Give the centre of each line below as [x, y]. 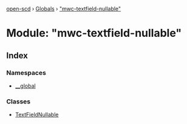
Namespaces [26, 73]
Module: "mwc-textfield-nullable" [94, 33]
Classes [19, 101]
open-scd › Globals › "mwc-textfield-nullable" [64, 9]
